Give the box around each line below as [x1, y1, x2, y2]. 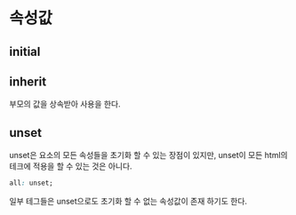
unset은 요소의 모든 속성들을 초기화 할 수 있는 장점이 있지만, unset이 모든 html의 [9, 150, 288, 161]
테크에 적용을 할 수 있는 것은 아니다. [9, 161, 132, 171]
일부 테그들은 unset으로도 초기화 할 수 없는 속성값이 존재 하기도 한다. [9, 196, 247, 207]
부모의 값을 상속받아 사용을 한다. [9, 99, 122, 109]
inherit [9, 74, 47, 89]
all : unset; [9, 179, 53, 187]
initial [9, 44, 41, 59]
